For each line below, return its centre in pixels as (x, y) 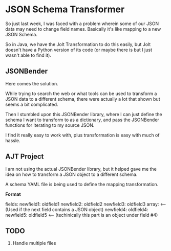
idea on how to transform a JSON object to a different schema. (71, 174)
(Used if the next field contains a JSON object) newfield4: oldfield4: (77, 209)
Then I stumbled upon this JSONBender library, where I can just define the (84, 114)
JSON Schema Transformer (65, 9)
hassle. (13, 140)
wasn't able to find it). (28, 55)
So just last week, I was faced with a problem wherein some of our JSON (82, 24)
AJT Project (25, 157)
